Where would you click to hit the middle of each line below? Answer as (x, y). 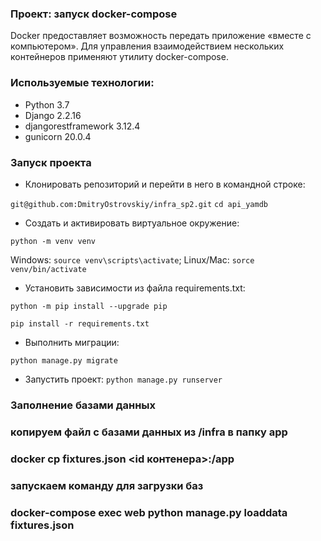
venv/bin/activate (48, 269)
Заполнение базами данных (83, 405)
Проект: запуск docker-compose (94, 14)
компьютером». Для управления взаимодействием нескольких (147, 46)
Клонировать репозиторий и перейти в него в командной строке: (165, 184)
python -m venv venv (53, 241)
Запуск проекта (51, 162)
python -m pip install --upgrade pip (89, 306)
